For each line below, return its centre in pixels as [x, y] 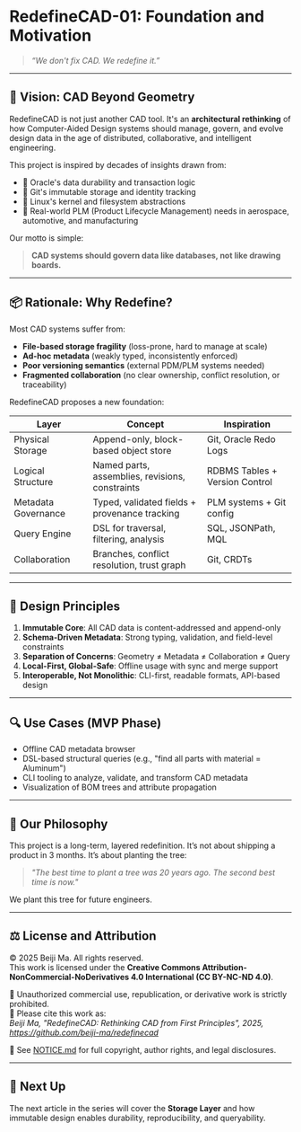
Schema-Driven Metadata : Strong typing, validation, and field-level [147, 637]
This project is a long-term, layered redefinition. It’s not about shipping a [142, 845]
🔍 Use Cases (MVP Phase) [86, 723]
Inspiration [247, 424]
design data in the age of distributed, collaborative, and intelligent [131, 137]
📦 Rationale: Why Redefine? [91, 303]
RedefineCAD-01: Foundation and [137, 17]
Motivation [51, 35]
